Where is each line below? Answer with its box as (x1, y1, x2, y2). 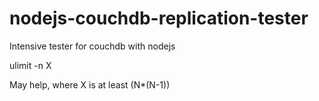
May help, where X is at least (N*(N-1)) (9, 78, 171, 91)
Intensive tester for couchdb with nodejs (9, 40, 176, 52)
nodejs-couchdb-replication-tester (9, 7, 309, 30)
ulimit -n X (9, 59, 52, 71)
